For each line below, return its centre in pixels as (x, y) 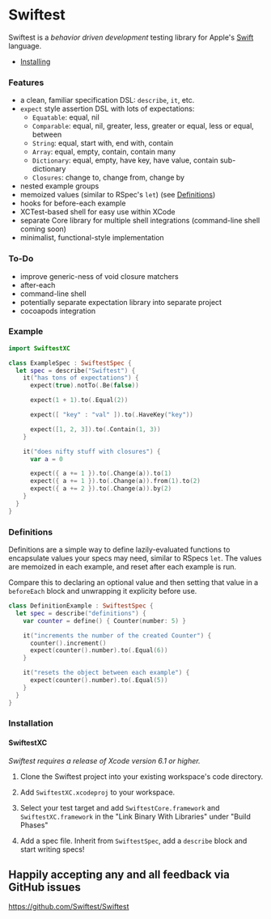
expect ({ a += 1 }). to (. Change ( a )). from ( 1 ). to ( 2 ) (115, 481)
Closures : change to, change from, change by (108, 178)
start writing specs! (52, 849)
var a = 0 (46, 459)
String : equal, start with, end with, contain (103, 143)
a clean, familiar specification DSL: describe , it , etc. (107, 100)
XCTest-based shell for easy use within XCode (97, 212)
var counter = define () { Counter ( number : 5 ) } (104, 620)
